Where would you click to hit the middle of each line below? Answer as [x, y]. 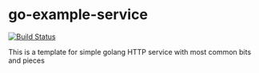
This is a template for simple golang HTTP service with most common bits [130, 52]
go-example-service [78, 15]
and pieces [27, 60]
